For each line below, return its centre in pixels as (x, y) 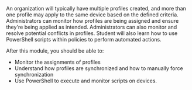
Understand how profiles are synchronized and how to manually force (99, 68)
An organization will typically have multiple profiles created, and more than (96, 8)
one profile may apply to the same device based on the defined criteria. (92, 15)
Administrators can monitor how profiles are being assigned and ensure (92, 21)
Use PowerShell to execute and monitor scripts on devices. (85, 81)
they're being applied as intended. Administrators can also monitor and (92, 27)
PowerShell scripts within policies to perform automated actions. (84, 39)
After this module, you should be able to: (55, 51)
